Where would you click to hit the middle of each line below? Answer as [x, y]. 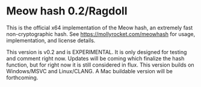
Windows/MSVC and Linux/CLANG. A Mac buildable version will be [89, 71]
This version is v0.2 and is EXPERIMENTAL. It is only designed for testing [97, 52]
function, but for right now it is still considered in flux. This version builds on [100, 65]
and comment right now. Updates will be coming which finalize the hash [95, 58]
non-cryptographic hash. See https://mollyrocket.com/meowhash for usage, [101, 34]
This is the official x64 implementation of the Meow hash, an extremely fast [100, 28]
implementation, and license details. [51, 40]
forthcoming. [22, 77]
